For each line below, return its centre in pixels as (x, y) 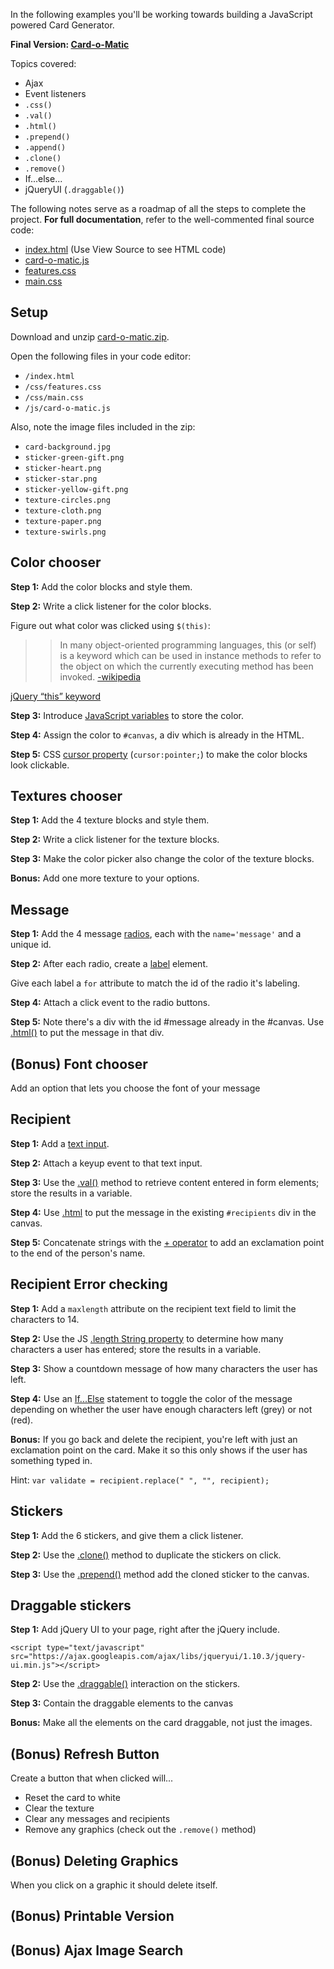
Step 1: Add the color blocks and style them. (101, 586)
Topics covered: (43, 63)
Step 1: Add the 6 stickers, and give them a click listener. (127, 1535)
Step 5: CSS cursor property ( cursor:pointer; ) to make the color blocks (159, 754)
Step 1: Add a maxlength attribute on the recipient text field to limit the (153, 1308)
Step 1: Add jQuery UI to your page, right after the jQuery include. (145, 1630)
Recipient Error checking (89, 1284)
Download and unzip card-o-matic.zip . (90, 336)
